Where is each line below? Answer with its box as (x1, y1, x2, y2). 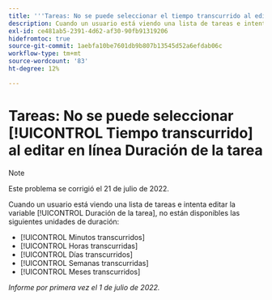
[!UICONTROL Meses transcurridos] (19, 267, 141, 276)
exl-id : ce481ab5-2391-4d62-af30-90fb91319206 (8, 27, 168, 35)
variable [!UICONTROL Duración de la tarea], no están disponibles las (8, 208, 240, 217)
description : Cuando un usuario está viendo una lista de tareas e (8, 19, 241, 28)
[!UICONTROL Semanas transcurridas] (19, 258, 149, 268)
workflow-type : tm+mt (8, 49, 82, 58)
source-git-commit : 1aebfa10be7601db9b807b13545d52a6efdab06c (8, 42, 223, 50)
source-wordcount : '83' (8, 58, 89, 66)
